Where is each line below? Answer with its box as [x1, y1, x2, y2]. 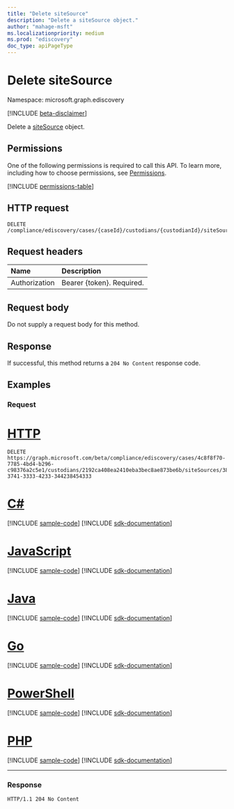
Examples [7, 379, 51, 391]
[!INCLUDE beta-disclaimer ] [7, 109, 87, 117]
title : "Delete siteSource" [7, 10, 89, 17]
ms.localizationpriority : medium [7, 29, 104, 37]
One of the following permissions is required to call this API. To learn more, [7, 161, 222, 169]
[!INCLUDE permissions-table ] [7, 182, 94, 190]
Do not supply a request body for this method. [7, 320, 140, 329]
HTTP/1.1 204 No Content [7, 796, 79, 803]
